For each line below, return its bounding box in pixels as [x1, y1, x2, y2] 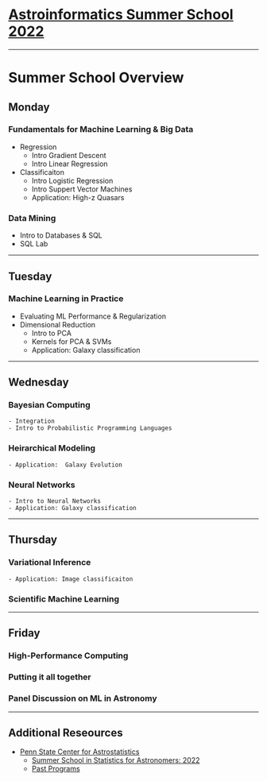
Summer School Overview [8, 69, 184, 87]
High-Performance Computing [8, 650, 129, 661]
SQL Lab [19, 239, 48, 249]
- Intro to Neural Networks [8, 497, 102, 505]
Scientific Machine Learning [8, 593, 120, 605]
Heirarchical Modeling [8, 443, 96, 454]
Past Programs [31, 764, 81, 774]
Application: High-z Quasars [31, 192, 125, 202]
